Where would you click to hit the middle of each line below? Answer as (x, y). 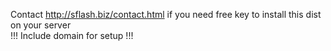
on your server (41, 25)
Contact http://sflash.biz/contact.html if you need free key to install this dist (166, 14)
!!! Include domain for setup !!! (72, 35)
